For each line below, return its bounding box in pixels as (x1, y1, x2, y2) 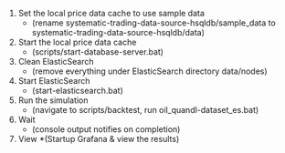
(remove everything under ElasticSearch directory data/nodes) (31, 66, 268, 76)
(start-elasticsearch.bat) (31, 86, 123, 96)
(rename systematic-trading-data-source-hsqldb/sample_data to (31, 17, 276, 28)
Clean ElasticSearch (17, 56, 94, 66)
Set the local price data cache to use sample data (17, 8, 206, 18)
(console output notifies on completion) (31, 124, 181, 135)
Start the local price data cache (17, 36, 137, 47)
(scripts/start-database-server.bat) (31, 46, 164, 57)
